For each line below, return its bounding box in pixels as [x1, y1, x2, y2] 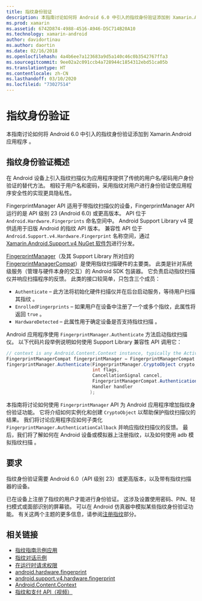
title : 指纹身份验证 [6, 8, 52, 15]
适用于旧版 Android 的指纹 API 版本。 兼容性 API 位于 [11, 224, 143, 232]
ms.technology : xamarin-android [6, 31, 87, 37]
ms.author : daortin [6, 43, 55, 49]
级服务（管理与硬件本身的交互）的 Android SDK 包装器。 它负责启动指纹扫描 [6, 267, 195, 274]
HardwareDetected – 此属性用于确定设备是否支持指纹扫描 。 [14, 318, 161, 325]
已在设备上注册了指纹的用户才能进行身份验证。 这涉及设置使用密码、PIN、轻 [6, 495, 196, 502]
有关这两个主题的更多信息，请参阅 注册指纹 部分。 [17, 510, 139, 517]
